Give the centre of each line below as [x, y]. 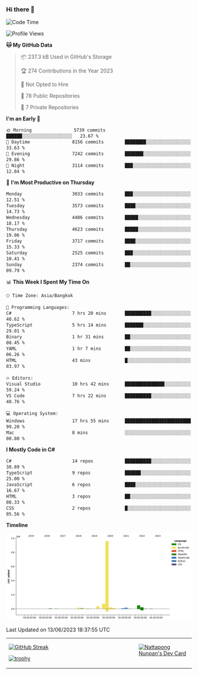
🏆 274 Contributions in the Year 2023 [67, 71]
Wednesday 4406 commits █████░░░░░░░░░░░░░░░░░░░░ [99, 218]
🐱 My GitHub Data [29, 45]
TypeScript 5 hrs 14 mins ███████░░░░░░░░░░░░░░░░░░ [99, 325]
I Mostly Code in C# [31, 450]
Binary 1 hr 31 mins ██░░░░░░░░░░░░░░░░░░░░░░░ [99, 337]
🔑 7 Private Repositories [49, 107]
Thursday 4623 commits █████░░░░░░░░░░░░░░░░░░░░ [99, 229]
